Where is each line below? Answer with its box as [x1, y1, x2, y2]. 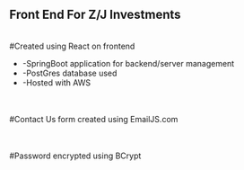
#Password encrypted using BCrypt [9, 150, 142, 161]
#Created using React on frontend [9, 40, 135, 51]
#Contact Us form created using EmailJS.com [9, 113, 179, 124]
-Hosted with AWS [22, 76, 91, 88]
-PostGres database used [22, 67, 118, 78]
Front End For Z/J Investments [9, 7, 181, 22]
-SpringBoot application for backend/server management [22, 58, 235, 68]
